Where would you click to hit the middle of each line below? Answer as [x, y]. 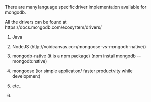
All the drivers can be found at [36, 22]
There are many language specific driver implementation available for [76, 7]
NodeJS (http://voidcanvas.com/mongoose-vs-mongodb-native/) [79, 46]
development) [26, 76]
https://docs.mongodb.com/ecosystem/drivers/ [54, 27]
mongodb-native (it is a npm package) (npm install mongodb [74, 56]
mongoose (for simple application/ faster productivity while [73, 71]
